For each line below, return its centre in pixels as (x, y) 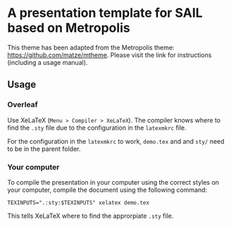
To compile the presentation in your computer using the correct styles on (113, 182)
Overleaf (23, 105)
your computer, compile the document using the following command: (107, 190)
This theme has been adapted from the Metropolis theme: (91, 47)
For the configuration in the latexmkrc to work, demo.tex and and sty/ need (116, 141)
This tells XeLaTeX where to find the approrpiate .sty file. (90, 216)
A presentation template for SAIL (105, 13)
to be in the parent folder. (44, 149)
